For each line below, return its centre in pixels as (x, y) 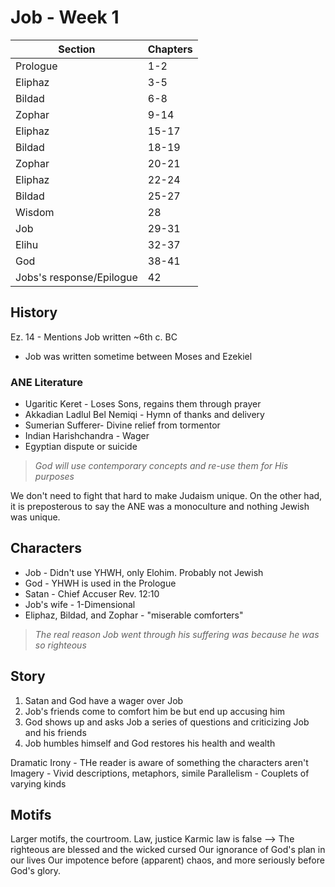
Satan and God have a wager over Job (104, 700)
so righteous (60, 645)
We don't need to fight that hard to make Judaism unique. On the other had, (166, 496)
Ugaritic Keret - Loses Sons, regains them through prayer (143, 404)
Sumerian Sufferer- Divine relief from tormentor (122, 425)
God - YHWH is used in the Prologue (100, 583)
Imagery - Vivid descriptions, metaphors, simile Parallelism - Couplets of (160, 773)
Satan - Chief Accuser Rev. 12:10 (92, 593)
